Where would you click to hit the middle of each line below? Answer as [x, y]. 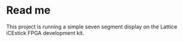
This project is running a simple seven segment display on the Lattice [92, 27]
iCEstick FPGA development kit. [45, 33]
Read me [28, 10]
